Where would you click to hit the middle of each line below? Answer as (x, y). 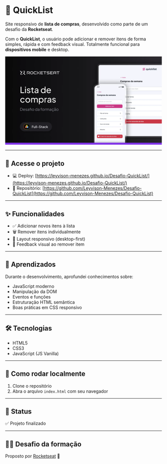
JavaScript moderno (33, 286)
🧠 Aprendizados (31, 264)
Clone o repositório (32, 386)
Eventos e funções (32, 297)
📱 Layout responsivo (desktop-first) (49, 239)
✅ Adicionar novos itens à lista (44, 226)
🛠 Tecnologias (29, 328)
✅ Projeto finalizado (26, 424)
